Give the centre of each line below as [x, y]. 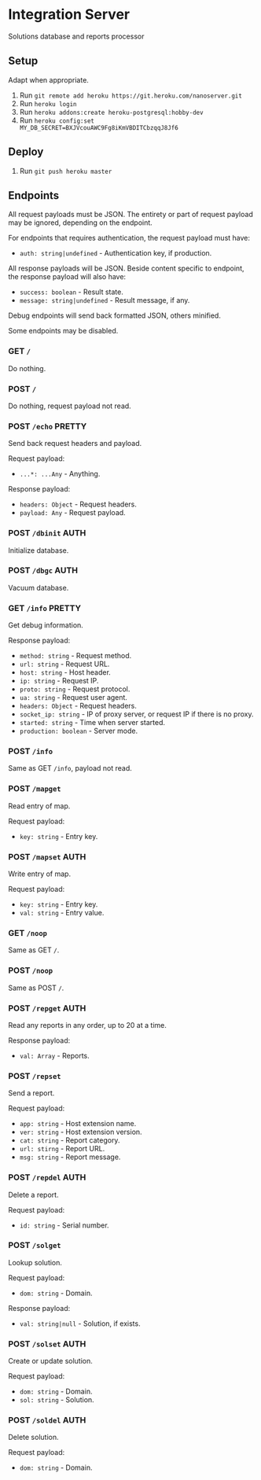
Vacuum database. [39, 587]
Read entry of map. [39, 806]
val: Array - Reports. [54, 1055]
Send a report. [31, 1093]
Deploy [26, 152]
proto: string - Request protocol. [75, 689]
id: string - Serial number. [64, 1225]
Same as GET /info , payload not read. [70, 768]
